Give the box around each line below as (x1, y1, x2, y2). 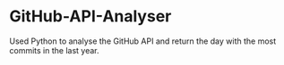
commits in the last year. (9, 45, 99, 55)
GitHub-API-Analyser (9, 6, 172, 27)
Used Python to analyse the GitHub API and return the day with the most (9, 36, 277, 46)
